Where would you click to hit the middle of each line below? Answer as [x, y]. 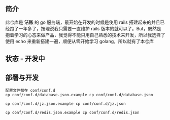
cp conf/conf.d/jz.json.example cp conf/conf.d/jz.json [65, 104]
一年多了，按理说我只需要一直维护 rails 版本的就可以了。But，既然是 [90, 28]
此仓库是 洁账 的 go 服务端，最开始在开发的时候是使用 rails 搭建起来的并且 [83, 22]
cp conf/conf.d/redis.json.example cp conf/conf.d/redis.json [72, 113]
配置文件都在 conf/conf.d [30, 91]
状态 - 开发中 [25, 59]
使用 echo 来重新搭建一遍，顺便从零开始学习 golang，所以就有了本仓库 [79, 41]
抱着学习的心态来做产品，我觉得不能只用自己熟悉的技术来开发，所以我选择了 [85, 35]
